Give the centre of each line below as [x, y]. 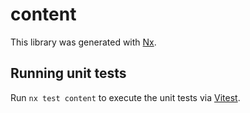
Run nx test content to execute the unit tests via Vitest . [125, 97]
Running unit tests [68, 73]
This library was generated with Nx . [83, 42]
